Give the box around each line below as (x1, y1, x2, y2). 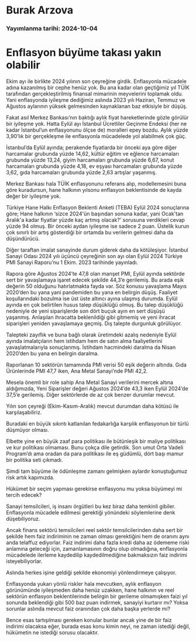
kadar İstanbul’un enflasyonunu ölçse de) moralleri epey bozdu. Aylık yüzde (6, 126, 188, 133)
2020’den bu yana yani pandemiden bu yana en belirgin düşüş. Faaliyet (6, 289, 178, 296)
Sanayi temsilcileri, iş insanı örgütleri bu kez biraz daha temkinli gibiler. (6, 503, 176, 510)
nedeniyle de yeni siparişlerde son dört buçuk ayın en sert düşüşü (6, 308, 166, 315)
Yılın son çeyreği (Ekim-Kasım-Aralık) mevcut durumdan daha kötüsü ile (6, 403, 179, 410)
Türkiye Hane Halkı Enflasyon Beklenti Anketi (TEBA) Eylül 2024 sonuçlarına (6, 204, 189, 211)
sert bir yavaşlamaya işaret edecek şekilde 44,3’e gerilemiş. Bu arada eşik (6, 276, 184, 284)
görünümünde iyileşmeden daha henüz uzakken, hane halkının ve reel (6, 586, 174, 594)
